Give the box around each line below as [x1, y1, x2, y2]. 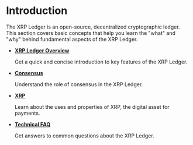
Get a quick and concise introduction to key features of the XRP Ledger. [14, 58, 188, 65]
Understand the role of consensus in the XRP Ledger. [14, 80, 143, 88]
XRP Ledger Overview [14, 47, 70, 54]
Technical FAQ [14, 121, 51, 128]
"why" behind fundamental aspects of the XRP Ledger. [6, 36, 138, 43]
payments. [14, 109, 40, 116]
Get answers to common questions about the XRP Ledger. [14, 132, 154, 139]
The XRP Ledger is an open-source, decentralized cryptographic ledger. [6, 23, 180, 30]
